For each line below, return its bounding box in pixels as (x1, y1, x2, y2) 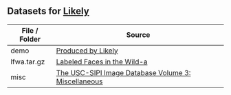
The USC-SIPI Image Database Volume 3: (56, 68, 191, 77)
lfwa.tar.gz (10, 57, 45, 66)
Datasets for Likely (7, 5, 89, 17)
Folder (19, 34, 41, 44)
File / (21, 25, 39, 35)
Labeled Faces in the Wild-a (56, 57, 148, 66)
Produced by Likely (56, 46, 118, 55)
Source (126, 30, 151, 40)
